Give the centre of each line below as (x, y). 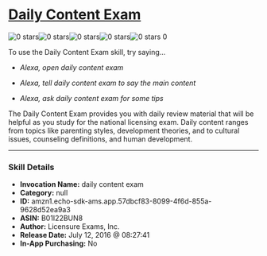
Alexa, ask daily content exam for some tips (92, 98)
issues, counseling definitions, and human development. (101, 139)
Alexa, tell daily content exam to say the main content (108, 83)
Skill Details (31, 167)
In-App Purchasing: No (58, 243)
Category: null (44, 193)
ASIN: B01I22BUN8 (51, 218)
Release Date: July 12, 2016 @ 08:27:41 (85, 235)
